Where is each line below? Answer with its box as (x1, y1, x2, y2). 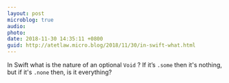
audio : (7, 23, 26, 29)
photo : (7, 29, 26, 36)
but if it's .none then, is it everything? (7, 68, 112, 76)
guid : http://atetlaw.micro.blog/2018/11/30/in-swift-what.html (7, 42, 196, 49)
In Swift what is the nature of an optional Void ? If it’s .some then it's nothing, (7, 61, 223, 69)
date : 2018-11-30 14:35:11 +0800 (7, 36, 103, 43)
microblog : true (7, 16, 54, 23)
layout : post (7, 10, 45, 17)
